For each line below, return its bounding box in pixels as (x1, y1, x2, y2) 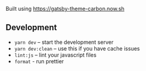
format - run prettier (14, 57, 64, 65)
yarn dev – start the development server (14, 39, 114, 46)
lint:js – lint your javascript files (14, 51, 97, 58)
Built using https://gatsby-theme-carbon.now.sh (5, 5, 124, 12)
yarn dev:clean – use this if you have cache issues (14, 45, 140, 52)
